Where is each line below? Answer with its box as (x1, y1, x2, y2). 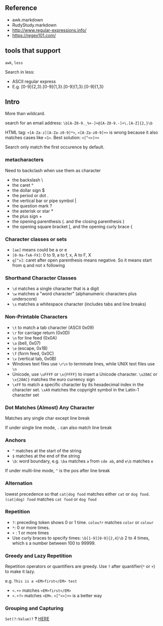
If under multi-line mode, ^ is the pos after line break (5, 468, 110, 474)
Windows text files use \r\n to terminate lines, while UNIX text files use (12, 361, 155, 366)
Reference (5, 4, 37, 12)
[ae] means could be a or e (12, 247, 67, 253)
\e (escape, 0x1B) (12, 345, 48, 351)
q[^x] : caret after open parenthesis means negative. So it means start (12, 257, 152, 263)
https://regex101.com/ (12, 32, 56, 38)
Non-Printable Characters (5, 313, 68, 320)
